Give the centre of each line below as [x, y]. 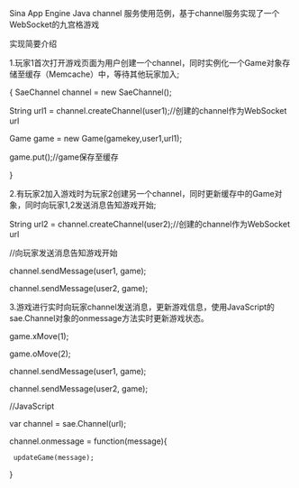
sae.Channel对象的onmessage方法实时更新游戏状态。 [109, 318]
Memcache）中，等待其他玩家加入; [114, 74]
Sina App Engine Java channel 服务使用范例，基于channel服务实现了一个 [145, 13]
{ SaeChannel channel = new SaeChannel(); [91, 92]
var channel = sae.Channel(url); [68, 424]
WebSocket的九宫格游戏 [54, 24]
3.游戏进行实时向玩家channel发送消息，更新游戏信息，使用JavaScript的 [142, 307]
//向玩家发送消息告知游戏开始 [64, 253]
